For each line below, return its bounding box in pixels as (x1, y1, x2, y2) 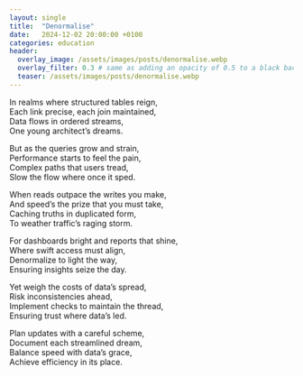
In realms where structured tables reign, (9, 96, 158, 107)
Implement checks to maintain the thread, (9, 300, 164, 311)
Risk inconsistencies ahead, (9, 290, 113, 302)
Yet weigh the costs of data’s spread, (9, 281, 147, 292)
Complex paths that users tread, (9, 161, 129, 172)
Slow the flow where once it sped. (9, 171, 136, 182)
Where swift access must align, (9, 244, 126, 255)
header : (9, 47, 39, 56)
